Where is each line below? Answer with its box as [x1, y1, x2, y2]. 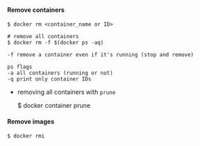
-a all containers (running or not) [7, 70, 113, 76]
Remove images [7, 117, 54, 125]
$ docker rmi [7, 133, 45, 140]
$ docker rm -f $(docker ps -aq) [7, 39, 104, 47]
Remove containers [7, 6, 65, 14]
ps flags [7, 63, 33, 71]
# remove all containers [7, 33, 79, 40]
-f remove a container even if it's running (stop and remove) [7, 51, 194, 58]
